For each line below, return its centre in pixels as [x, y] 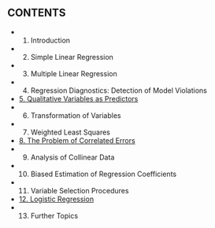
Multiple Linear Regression [74, 73]
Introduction [50, 40]
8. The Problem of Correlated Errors [77, 140]
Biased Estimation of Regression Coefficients [104, 174]
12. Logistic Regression [56, 199]
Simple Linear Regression [72, 57]
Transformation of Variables [76, 115]
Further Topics [54, 215]
